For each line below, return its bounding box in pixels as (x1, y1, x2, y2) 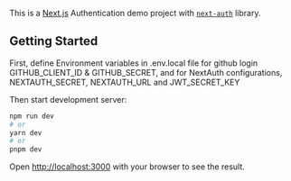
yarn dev (9, 128, 42, 138)
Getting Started (9, 33, 99, 49)
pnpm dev (9, 145, 42, 154)
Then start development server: (9, 94, 127, 104)
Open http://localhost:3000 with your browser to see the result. (9, 161, 246, 172)
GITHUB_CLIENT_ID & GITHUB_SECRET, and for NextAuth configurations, (9, 67, 283, 77)
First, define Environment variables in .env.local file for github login (9, 58, 258, 68)
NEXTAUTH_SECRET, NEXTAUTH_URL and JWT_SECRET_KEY (9, 77, 240, 87)
